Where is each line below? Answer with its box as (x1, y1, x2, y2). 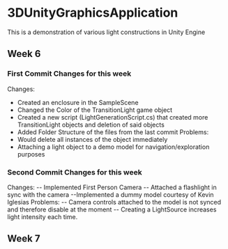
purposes (17, 150, 45, 158)
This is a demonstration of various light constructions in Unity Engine (7, 28, 206, 36)
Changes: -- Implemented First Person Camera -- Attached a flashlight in (7, 183, 218, 191)
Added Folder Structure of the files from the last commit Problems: (17, 127, 209, 136)
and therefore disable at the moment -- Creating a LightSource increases (7, 205, 217, 214)
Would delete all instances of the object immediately (17, 135, 168, 143)
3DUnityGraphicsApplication (7, 5, 178, 21)
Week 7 (7, 233, 40, 245)
